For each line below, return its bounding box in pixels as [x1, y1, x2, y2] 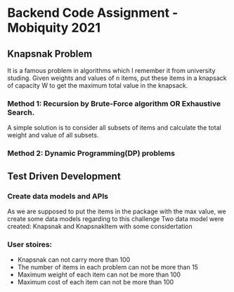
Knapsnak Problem [7, 48, 93, 60]
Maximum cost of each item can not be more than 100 [17, 278, 174, 286]
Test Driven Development [7, 170, 121, 182]
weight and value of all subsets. [7, 131, 99, 140]
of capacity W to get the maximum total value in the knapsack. [7, 81, 188, 89]
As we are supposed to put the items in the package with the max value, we [7, 207, 226, 215]
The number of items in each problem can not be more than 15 [17, 263, 199, 272]
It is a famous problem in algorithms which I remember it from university [7, 67, 216, 74]
